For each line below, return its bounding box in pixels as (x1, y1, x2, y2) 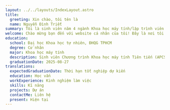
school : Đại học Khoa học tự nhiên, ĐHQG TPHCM (10, 41, 112, 46)
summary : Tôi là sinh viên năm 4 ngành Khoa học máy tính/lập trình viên (5, 26, 164, 31)
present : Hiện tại (10, 97, 49, 102)
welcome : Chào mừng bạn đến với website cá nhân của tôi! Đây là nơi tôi (5, 31, 164, 36)
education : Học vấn (10, 74, 51, 79)
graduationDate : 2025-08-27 (10, 59, 69, 64)
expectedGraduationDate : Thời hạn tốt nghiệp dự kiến (10, 69, 125, 74)
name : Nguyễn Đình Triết (10, 21, 62, 27)
